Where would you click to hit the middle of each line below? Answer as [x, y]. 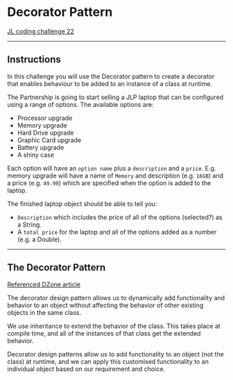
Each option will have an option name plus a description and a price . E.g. [112, 168]
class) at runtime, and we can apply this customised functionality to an [108, 361]
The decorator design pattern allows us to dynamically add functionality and [116, 297]
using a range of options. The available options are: [80, 104]
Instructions [34, 60]
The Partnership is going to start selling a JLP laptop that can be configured [115, 97]
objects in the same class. [44, 312]
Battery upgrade [41, 147]
